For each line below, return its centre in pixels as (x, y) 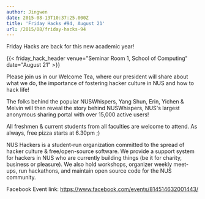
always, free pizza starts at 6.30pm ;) (53, 133)
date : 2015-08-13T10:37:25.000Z (47, 18)
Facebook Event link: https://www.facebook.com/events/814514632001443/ (102, 189)
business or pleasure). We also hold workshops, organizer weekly (89, 164)
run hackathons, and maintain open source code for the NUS (95, 171)
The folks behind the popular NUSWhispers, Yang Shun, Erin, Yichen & (95, 102)
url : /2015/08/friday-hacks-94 (46, 29)
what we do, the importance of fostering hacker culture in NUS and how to (100, 83)
